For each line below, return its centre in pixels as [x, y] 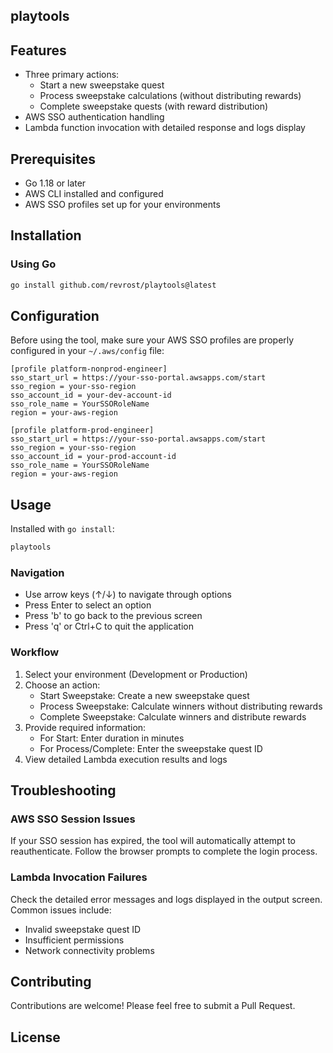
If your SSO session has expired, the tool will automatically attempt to [153, 841]
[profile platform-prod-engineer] [82, 430]
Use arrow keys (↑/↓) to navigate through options [128, 595]
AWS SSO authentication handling [94, 117]
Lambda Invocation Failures [79, 877]
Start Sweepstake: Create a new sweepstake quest [144, 695]
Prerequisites [53, 159]
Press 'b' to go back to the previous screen [113, 616]
